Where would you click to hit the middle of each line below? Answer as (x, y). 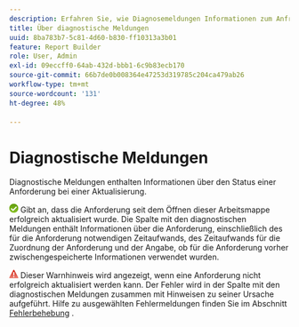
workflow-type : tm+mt (49, 84)
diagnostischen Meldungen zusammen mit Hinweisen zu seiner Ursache (141, 294)
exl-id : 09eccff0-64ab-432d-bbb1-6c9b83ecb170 (97, 66)
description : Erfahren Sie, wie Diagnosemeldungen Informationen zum (141, 19)
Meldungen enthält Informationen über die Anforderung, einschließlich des (146, 229)
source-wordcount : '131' (55, 93)
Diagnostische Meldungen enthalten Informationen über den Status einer (143, 182)
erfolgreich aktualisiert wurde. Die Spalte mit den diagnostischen (128, 219)
